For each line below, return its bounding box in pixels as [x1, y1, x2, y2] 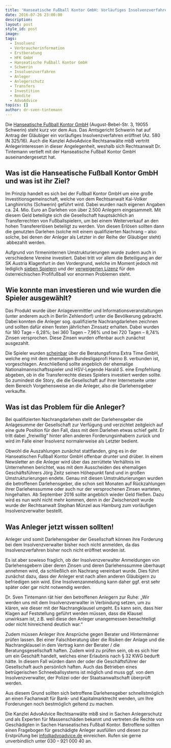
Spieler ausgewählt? [5, 294, 72, 302]
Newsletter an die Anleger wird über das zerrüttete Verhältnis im [5, 459, 140, 465]
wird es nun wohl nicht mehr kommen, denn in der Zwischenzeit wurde [5, 497, 154, 503]
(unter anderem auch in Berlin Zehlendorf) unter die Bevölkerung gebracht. [5, 313, 163, 319]
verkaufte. [5, 388, 27, 394]
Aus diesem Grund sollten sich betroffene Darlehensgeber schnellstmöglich [5, 690, 164, 696]
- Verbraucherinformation [10, 46, 65, 51]
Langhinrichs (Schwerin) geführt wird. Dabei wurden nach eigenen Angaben [5, 201, 165, 207]
